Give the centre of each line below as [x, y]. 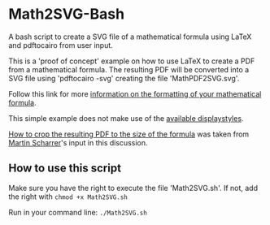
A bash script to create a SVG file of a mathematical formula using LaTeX [130, 37]
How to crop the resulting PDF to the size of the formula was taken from [129, 134]
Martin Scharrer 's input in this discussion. [78, 142]
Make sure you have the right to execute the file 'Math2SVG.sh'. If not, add [133, 188]
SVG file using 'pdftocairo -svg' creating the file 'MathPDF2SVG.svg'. [124, 78]
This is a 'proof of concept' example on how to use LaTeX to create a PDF [132, 61]
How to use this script [65, 169]
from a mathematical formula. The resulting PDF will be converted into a [129, 69]
